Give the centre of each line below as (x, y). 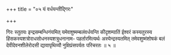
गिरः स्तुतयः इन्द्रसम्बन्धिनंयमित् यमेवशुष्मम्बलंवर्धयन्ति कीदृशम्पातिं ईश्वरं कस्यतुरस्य (79, 32)
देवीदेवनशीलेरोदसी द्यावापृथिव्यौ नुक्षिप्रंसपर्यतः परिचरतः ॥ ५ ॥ (61, 45)
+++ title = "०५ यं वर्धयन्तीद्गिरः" (40, 9)
